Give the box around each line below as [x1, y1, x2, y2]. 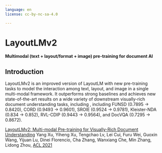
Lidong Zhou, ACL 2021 [5, 142, 52, 148]
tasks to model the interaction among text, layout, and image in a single [5, 86, 149, 92]
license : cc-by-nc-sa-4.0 [5, 12, 58, 17]
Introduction [5, 67, 44, 76]
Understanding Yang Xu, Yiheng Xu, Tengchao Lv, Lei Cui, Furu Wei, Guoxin [5, 132, 158, 138]
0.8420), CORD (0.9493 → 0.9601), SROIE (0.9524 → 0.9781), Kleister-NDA [5, 106, 157, 113]
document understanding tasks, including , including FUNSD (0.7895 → [5, 102, 149, 107]
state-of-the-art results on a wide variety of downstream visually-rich [5, 96, 145, 102]
